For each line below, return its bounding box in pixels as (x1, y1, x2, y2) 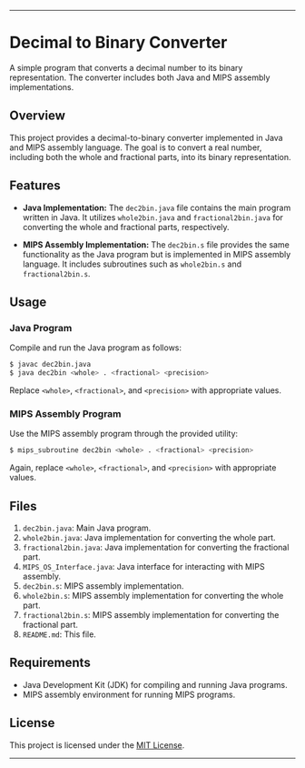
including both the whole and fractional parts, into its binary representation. (9, 151, 292, 162)
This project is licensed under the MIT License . (9, 739, 185, 751)
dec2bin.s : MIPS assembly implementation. (22, 580, 184, 591)
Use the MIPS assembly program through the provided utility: (9, 429, 239, 440)
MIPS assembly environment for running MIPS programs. (22, 689, 236, 700)
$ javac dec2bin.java (9, 360, 92, 369)
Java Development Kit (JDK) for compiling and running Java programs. (22, 679, 288, 690)
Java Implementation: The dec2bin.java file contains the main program (22, 202, 291, 213)
